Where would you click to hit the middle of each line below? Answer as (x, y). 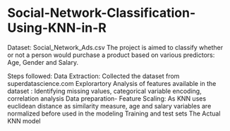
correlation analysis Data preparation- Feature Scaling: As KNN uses (107, 98)
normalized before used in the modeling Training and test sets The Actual (114, 113)
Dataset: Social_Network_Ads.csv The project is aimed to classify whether (115, 47)
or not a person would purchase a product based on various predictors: (111, 55)
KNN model (24, 120)
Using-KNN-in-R (57, 28)
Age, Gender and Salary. (43, 62)
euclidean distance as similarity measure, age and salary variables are (109, 106)
